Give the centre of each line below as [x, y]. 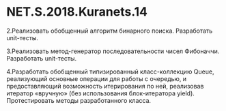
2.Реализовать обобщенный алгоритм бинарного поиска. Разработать [110, 31]
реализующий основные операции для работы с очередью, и [97, 78]
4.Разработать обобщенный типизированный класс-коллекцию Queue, [110, 72]
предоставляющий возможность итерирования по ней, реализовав [105, 86]
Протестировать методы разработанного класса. [79, 100]
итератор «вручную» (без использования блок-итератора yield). [101, 93]
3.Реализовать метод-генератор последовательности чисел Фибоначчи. [113, 51]
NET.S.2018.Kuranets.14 [77, 12]
